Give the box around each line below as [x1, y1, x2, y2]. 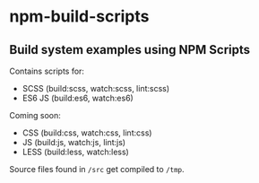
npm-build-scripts [9, 6, 150, 27]
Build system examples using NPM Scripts [9, 42, 251, 57]
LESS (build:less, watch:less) [22, 146, 130, 157]
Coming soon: [9, 110, 61, 120]
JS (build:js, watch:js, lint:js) [22, 137, 126, 147]
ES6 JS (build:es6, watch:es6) [22, 92, 134, 103]
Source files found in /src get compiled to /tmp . [9, 164, 186, 174]
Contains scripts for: [9, 65, 85, 76]
